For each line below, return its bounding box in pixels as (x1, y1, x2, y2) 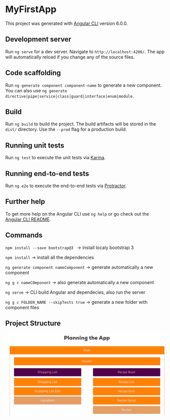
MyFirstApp (5, 4, 57, 15)
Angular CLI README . (5, 216, 51, 222)
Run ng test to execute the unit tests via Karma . (5, 155, 106, 161)
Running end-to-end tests (5, 169, 89, 178)
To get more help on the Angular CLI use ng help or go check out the (5, 211, 149, 217)
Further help (5, 197, 46, 206)
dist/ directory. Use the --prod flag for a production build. (5, 126, 127, 132)
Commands (5, 231, 43, 239)
